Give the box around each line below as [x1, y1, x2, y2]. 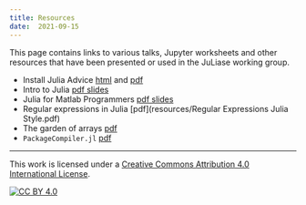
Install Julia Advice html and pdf [22, 74, 144, 85]
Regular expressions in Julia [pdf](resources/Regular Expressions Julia [22, 103, 289, 114]
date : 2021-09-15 [9, 22, 79, 31]
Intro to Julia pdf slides [22, 84, 109, 95]
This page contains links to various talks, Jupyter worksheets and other [9, 46, 278, 57]
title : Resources [9, 13, 76, 23]
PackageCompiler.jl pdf [22, 132, 112, 143]
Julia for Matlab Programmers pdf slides [22, 93, 174, 105]
